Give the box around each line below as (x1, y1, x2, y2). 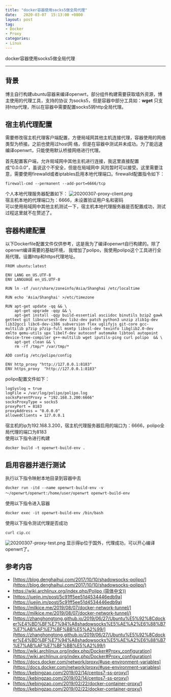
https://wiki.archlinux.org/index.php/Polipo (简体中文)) (12, 588, 126, 594)
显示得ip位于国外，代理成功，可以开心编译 (66, 540, 155, 546)
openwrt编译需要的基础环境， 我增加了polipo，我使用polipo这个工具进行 (5, 247, 157, 253)
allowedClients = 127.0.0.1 (5, 413, 65, 418)
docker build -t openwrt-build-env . (5, 445, 85, 451)
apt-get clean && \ (14, 340, 56, 345)
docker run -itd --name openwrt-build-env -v (5, 485, 103, 490)
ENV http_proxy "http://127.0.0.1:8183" (5, 362, 93, 367)
